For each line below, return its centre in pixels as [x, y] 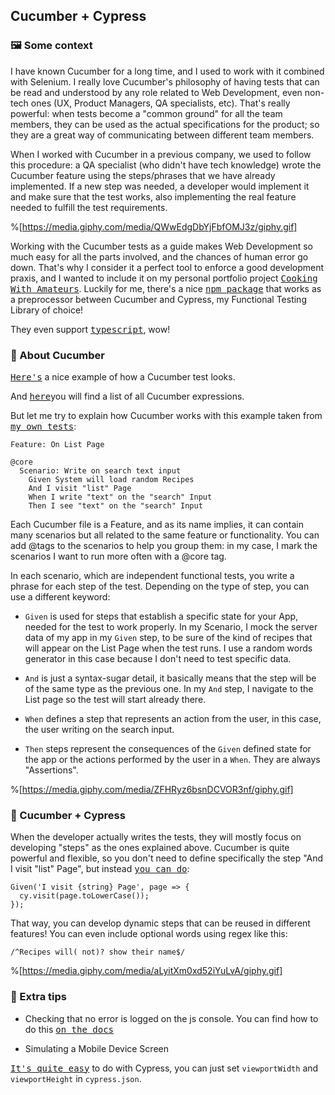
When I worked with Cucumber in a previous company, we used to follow [161, 154]
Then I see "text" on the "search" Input [115, 505]
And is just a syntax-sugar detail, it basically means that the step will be [170, 678]
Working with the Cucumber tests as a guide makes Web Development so [161, 246]
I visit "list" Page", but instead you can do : [100, 869]
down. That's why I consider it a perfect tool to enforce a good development [167, 267]
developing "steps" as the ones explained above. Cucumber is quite [150, 848]
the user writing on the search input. [99, 729]
